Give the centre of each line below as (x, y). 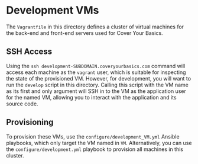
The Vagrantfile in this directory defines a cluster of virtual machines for (95, 27)
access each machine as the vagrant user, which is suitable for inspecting (96, 72)
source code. (22, 104)
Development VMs (53, 10)
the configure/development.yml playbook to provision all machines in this (95, 149)
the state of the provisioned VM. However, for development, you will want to (98, 78)
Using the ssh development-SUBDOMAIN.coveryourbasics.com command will (96, 66)
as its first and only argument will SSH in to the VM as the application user (96, 91)
